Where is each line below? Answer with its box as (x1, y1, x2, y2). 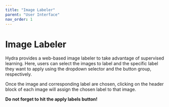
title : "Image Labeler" (5, 7, 56, 13)
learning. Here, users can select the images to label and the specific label (5, 61, 158, 67)
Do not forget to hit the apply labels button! (5, 96, 98, 102)
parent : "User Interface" (5, 12, 60, 17)
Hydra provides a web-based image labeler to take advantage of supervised (5, 55, 164, 61)
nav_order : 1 (5, 17, 33, 22)
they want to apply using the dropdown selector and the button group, (5, 66, 152, 72)
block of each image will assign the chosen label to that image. (5, 86, 137, 92)
